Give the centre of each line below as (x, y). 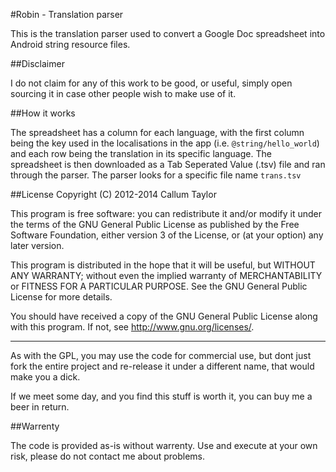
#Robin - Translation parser (67, 14)
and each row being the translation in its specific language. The (141, 153)
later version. (37, 245)
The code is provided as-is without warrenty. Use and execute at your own (164, 445)
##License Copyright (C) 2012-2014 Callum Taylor (113, 194)
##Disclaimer (37, 63)
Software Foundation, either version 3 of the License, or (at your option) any (167, 235)
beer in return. (40, 407)
